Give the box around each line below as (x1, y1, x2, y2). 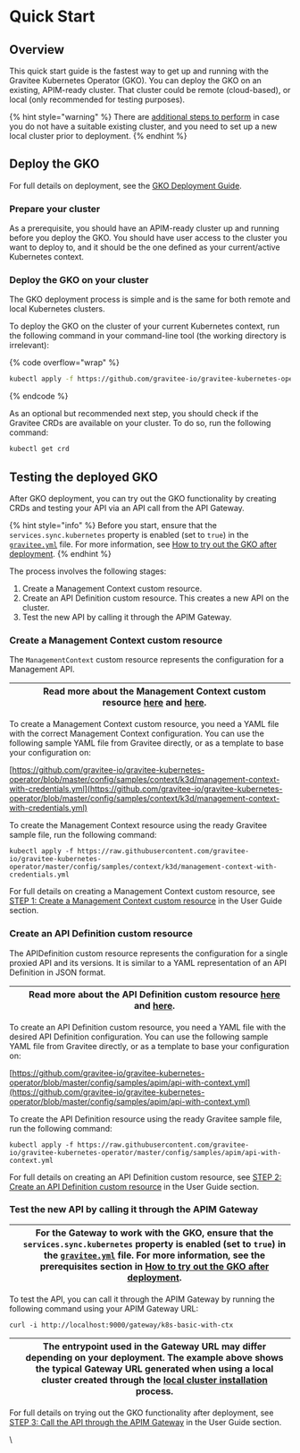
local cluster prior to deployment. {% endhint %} (9, 131, 187, 141)
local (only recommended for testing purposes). (9, 94, 186, 105)
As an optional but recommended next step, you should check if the (9, 408, 259, 419)
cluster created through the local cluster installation (41, 1373, 268, 1386)
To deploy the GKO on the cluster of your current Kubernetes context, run (9, 321, 280, 332)
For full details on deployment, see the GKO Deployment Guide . (9, 180, 243, 191)
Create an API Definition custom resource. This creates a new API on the (21, 593, 289, 603)
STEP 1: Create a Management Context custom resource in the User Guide (9, 895, 283, 906)
